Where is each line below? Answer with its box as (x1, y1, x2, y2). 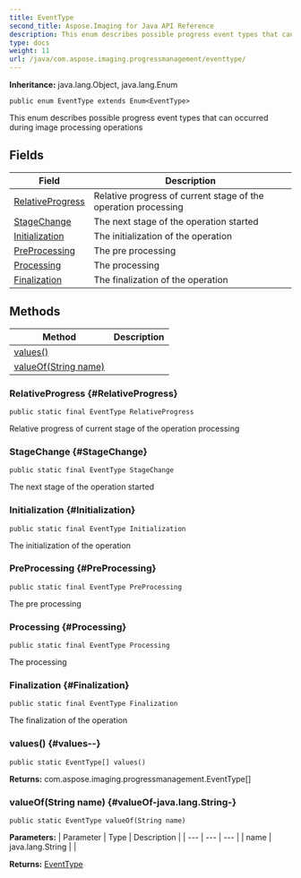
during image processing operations (9, 122, 143, 133)
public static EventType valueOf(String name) (9, 816, 186, 825)
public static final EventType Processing (9, 641, 170, 650)
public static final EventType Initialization (9, 524, 186, 533)
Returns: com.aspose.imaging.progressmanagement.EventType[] (9, 773, 252, 784)
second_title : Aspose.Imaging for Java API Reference (9, 22, 215, 30)
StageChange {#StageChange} (9, 445, 148, 458)
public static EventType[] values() (9, 758, 146, 767)
